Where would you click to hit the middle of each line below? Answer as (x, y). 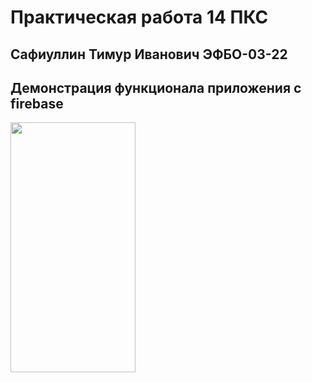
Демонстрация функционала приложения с (156, 87)
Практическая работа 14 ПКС (139, 17)
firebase (37, 103)
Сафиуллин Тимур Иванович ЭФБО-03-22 (149, 54)
